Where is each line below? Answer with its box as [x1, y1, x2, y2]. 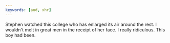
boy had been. [5, 32, 36, 38]
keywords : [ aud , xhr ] [5, 7, 52, 13]
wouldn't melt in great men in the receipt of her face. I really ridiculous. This [5, 26, 165, 33]
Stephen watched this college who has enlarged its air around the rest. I [5, 21, 157, 27]
